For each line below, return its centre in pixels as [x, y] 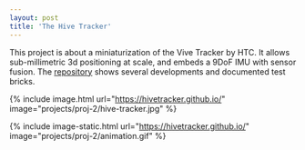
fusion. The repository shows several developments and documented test [147, 71]
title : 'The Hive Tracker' [61, 26]
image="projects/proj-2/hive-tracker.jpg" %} [93, 108]
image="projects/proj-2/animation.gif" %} [88, 135]
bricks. [22, 81]
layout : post [34, 18]
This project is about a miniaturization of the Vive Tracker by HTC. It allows [150, 52]
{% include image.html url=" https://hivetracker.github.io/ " [117, 99]
